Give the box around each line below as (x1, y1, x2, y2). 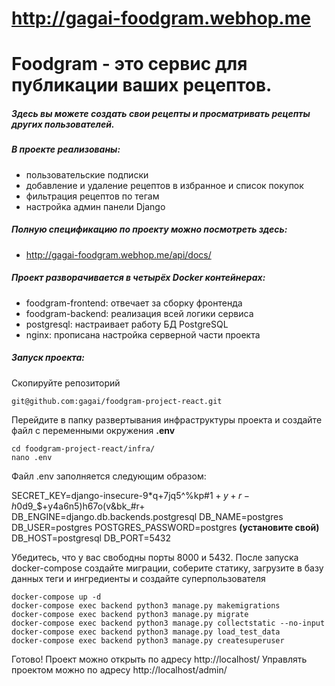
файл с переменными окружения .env (11, 424, 176, 436)
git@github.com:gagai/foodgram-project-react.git (11, 396, 223, 406)
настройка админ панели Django (25, 200, 166, 212)
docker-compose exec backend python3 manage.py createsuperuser (11, 635, 285, 646)
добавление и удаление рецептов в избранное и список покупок (25, 179, 304, 191)
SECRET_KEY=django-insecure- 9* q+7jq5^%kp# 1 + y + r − (11, 489, 251, 501)
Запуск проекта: (11, 352, 86, 364)
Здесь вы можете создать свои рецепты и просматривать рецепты (11, 107, 311, 119)
